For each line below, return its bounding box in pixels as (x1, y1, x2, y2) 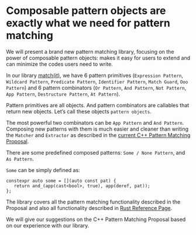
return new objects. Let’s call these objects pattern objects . (6, 108, 152, 115)
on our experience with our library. (6, 222, 90, 229)
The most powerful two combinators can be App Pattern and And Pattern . (6, 119, 184, 126)
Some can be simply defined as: (6, 166, 80, 173)
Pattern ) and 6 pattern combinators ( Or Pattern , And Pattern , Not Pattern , (6, 84, 187, 91)
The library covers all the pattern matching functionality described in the (6, 198, 181, 205)
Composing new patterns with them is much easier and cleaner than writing (6, 125, 189, 132)
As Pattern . (6, 155, 34, 162)
